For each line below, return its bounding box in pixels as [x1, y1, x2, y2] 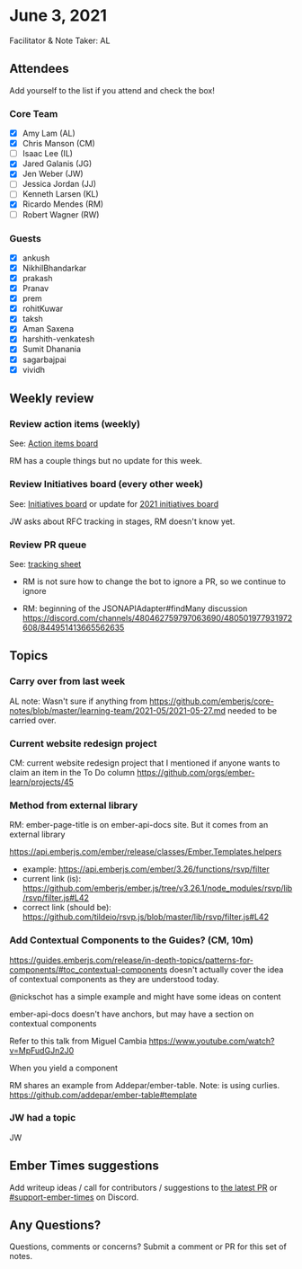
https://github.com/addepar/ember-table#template [9, 1089, 198, 1100]
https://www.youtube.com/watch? [148, 1035, 275, 1046]
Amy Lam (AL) [22, 128, 76, 139]
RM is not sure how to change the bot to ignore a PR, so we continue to [22, 576, 286, 587]
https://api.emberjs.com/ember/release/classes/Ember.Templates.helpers [9, 847, 282, 857]
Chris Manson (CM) [22, 138, 96, 149]
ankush [22, 253, 50, 263]
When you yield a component [9, 1062, 119, 1073]
